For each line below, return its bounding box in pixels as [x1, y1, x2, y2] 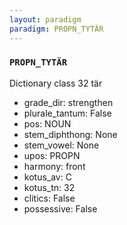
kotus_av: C [23, 171, 72, 183]
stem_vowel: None [23, 139, 100, 151]
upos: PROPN [23, 149, 81, 161]
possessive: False [23, 202, 98, 215]
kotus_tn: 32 [23, 181, 76, 193]
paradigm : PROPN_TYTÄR [9, 24, 104, 34]
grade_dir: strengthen [23, 96, 114, 108]
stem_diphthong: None [23, 128, 118, 140]
